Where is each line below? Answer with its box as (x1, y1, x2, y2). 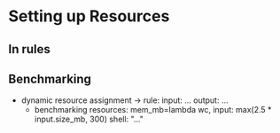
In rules (8, 42, 51, 57)
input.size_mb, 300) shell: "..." (34, 113, 144, 125)
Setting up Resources (8, 6, 170, 27)
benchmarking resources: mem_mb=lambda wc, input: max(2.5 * (34, 105, 272, 115)
